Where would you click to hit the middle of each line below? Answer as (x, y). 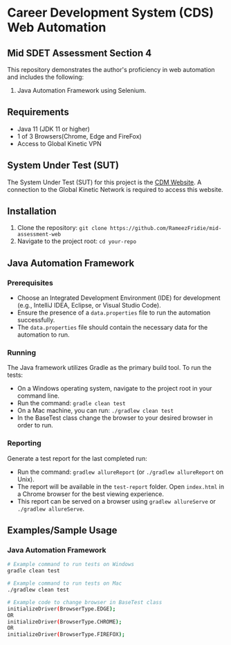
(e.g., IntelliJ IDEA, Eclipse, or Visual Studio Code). (89, 306)
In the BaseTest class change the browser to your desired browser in (115, 418)
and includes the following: (46, 77)
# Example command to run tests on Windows (71, 565)
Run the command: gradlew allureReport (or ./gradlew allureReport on (120, 472)
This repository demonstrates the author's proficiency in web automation (111, 70)
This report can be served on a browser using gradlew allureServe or (117, 501)
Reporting (24, 443)
